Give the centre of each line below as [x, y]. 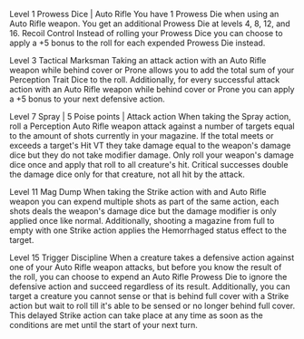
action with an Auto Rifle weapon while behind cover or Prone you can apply [152, 89]
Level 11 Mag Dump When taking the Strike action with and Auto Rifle [138, 192]
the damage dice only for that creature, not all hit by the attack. [127, 174]
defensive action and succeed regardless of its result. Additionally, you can [150, 286]
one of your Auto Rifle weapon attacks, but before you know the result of [146, 267]
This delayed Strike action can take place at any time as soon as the [136, 315]
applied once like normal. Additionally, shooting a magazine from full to [142, 221]
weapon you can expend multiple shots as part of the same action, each [144, 201]
